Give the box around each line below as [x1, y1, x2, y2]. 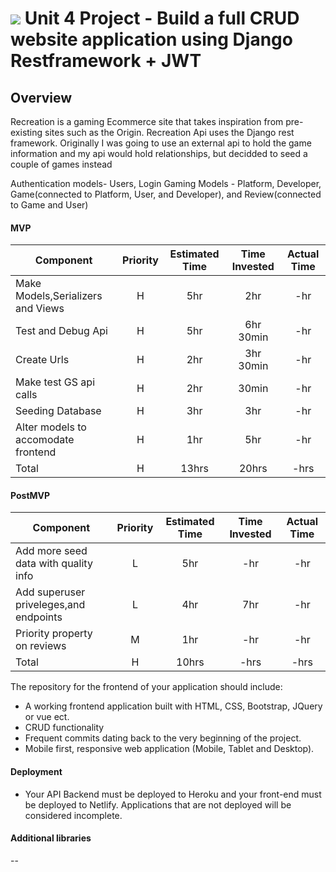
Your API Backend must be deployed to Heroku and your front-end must [24, 788, 322, 800]
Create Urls [15, 353, 70, 367]
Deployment [10, 766, 63, 777]
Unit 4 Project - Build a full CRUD [24, 7, 300, 30]
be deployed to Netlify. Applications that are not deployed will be [24, 798, 292, 811]
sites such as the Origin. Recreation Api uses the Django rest [44, 127, 295, 138]
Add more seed [15, 544, 88, 558]
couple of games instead [10, 158, 113, 170]
